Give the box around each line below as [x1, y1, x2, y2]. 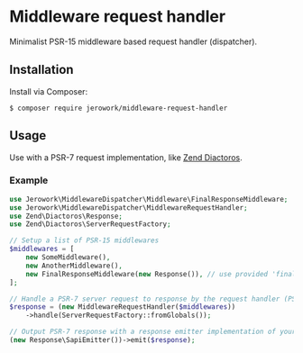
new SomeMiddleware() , [25, 253, 111, 262]
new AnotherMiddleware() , [25, 261, 124, 270]
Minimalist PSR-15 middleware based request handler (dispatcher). [9, 36, 258, 47]
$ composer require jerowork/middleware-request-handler [9, 104, 228, 113]
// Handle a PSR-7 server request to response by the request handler [9, 294, 280, 303]
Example [9, 174, 49, 186]
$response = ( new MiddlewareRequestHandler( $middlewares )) [9, 303, 236, 312]
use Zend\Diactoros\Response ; [9, 212, 124, 221]
